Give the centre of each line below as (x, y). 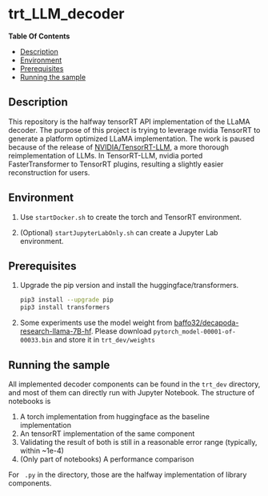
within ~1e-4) (42, 450)
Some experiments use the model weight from (96, 323)
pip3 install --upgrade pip (66, 300)
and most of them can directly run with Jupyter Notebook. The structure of (132, 392)
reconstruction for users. (49, 172)
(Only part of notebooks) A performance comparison (107, 459)
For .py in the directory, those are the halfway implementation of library (128, 474)
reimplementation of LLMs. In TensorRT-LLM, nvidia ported (106, 155)
